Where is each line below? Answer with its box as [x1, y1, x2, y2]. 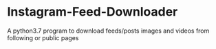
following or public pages [7, 33, 79, 42]
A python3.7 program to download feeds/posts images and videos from [7, 27, 210, 35]
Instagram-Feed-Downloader [7, 4, 178, 20]
